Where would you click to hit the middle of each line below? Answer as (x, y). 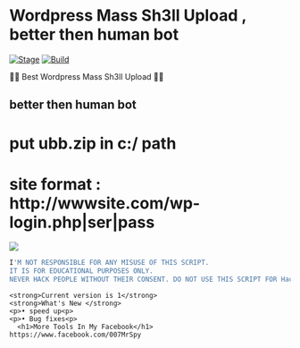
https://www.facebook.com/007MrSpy (75, 335)
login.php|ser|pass (82, 222)
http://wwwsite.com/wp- (105, 203)
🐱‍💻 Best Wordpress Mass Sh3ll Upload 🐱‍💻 (87, 76)
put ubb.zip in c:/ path (93, 143)
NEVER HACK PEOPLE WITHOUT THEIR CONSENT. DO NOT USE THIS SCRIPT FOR (143, 280)
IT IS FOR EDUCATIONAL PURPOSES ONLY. (81, 271)
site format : (55, 184)
